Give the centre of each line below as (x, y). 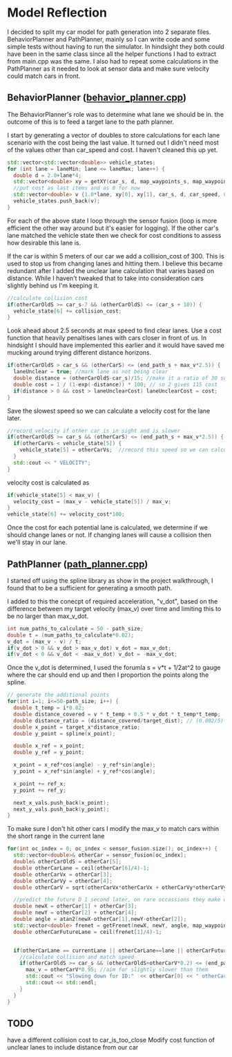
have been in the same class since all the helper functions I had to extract (112, 54)
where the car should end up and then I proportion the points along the (108, 675)
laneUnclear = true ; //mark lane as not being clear (91, 372)
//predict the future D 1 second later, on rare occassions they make (117, 900)
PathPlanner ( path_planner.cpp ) (78, 564)
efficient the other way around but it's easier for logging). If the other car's (113, 228)
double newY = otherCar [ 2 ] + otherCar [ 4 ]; (75, 913)
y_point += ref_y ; (40, 790)
